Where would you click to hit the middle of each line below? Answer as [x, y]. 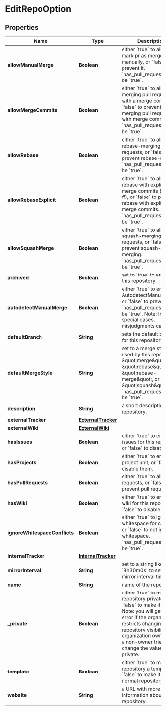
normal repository [143, 681]
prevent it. [133, 68]
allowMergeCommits [33, 110]
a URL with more [141, 689]
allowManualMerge [31, 65]
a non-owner [137, 642]
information [135, 695]
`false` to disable [141, 509]
